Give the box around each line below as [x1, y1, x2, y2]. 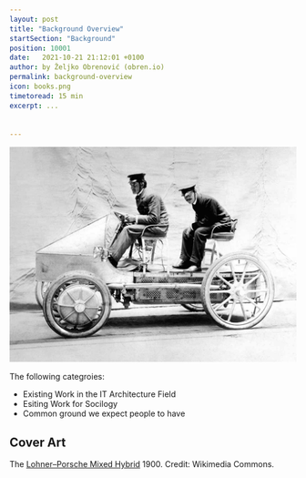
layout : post [9, 15, 59, 24]
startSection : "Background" [9, 34, 117, 43]
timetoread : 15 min [9, 91, 84, 100]
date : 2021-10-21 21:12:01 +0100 [9, 53, 145, 63]
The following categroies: [9, 371, 105, 382]
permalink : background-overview [9, 73, 132, 82]
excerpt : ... [9, 101, 59, 110]
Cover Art [9, 434, 66, 450]
